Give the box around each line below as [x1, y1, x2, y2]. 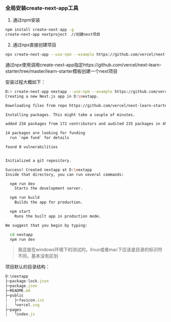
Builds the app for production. [14, 200, 83, 205]
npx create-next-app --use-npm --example [5, 52, 95, 57]
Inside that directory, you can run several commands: [5, 172, 124, 177]
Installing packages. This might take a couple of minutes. [5, 112, 136, 118]
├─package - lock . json [5, 279, 49, 284]
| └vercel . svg [5, 302, 40, 307]
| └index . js [5, 312, 36, 317]
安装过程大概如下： [5, 79, 46, 85]
